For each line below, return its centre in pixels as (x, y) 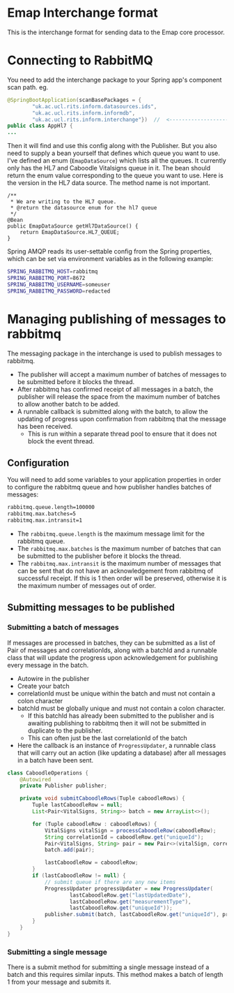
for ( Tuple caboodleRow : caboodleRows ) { (95, 824)
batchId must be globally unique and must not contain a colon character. (121, 708)
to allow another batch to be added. (68, 404)
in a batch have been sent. (55, 760)
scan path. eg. (28, 87)
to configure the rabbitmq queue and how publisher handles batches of (110, 487)
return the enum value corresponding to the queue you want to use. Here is (116, 175)
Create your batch (43, 686)
